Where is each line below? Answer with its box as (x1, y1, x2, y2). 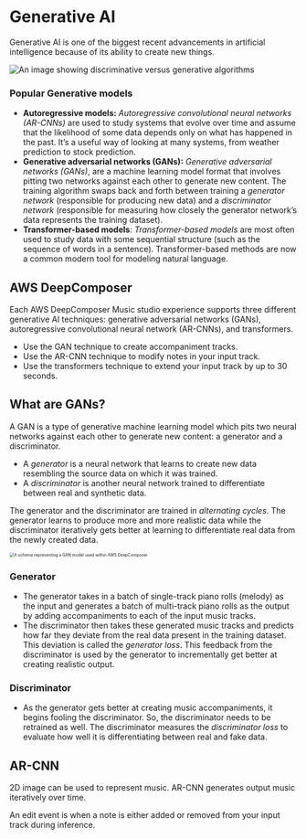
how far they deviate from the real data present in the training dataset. (22, 630, 287, 641)
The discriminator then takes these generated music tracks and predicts (22, 620, 294, 632)
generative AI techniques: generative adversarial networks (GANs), (9, 313, 262, 325)
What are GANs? (9, 397, 106, 412)
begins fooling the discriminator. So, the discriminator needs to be (22, 712, 271, 723)
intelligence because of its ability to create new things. (9, 46, 215, 57)
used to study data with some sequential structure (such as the (22, 234, 260, 245)
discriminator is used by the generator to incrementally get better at (22, 649, 278, 660)
